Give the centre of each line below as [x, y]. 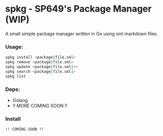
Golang [20, 100]
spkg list [16, 76]
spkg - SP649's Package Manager [78, 9]
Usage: [14, 47]
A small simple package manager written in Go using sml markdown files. [81, 33]
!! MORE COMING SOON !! [40, 106]
